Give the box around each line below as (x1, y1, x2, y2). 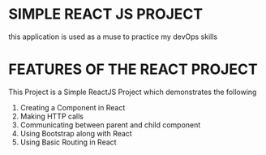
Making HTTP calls (19, 111, 84, 121)
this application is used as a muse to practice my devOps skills (8, 32, 217, 41)
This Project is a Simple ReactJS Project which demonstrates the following (8, 87, 257, 97)
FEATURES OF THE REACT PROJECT (8, 60, 258, 79)
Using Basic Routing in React (19, 137, 117, 147)
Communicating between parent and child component (19, 119, 201, 130)
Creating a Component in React (19, 102, 126, 112)
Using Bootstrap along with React (19, 128, 132, 138)
